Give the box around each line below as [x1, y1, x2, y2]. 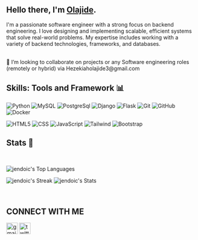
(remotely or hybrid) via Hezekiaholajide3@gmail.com [6, 65, 140, 72]
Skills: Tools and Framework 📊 [6, 83, 125, 93]
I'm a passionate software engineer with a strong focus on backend [6, 21, 174, 28]
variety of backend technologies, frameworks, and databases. [6, 40, 161, 47]
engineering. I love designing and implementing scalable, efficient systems [6, 27, 192, 34]
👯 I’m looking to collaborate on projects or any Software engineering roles [6, 58, 190, 65]
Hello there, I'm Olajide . [6, 5, 97, 15]
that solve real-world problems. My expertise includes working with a [6, 33, 179, 41]
